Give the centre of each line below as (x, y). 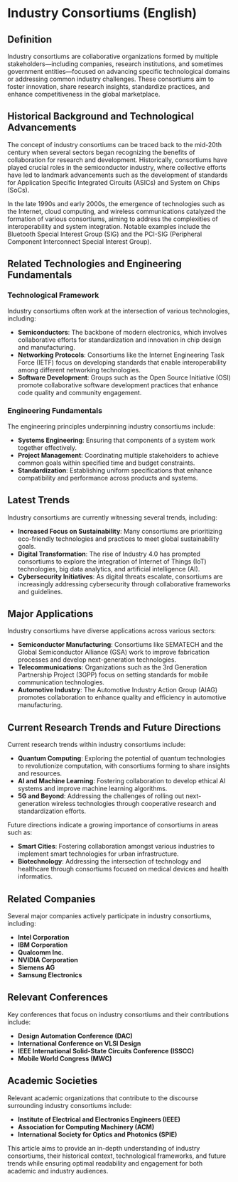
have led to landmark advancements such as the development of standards (118, 175)
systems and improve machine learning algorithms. (92, 789)
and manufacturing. (47, 347)
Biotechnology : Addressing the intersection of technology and (109, 861)
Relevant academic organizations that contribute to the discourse (103, 1098)
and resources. (40, 773)
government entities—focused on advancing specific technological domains (119, 71)
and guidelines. (40, 591)
